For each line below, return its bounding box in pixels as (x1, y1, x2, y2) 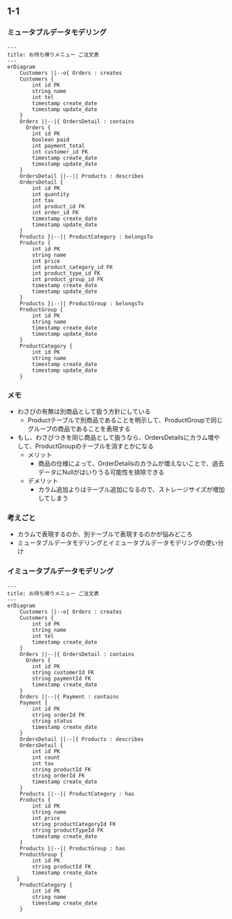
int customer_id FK (32, 148, 89, 155)
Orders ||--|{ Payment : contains (19, 693, 119, 700)
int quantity (32, 191, 70, 198)
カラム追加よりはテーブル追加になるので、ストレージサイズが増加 (37, 485, 225, 493)
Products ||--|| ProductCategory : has (19, 790, 135, 797)
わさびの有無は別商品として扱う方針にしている (17, 407, 151, 415)
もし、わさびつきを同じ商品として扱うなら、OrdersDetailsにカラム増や (17, 433, 220, 441)
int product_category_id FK (32, 264, 113, 270)
